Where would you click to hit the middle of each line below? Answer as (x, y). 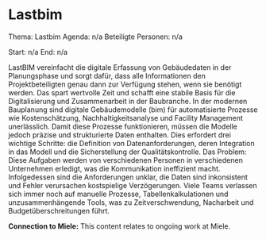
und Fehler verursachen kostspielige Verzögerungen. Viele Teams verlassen (133, 185)
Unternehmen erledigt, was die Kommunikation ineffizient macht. (114, 168)
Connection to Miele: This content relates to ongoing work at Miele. (120, 226)
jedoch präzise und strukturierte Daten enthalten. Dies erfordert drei (120, 135)
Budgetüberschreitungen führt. (59, 210)
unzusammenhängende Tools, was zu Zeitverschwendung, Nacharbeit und (131, 202)
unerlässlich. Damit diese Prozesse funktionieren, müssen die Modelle (123, 126)
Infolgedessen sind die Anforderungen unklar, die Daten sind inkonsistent (128, 177)
